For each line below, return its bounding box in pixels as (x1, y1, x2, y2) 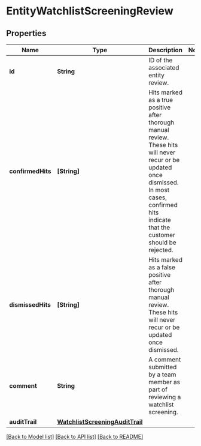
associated (148, 64, 179, 71)
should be (148, 238, 176, 247)
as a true (148, 96, 173, 104)
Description (148, 46, 182, 54)
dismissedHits (9, 301, 51, 309)
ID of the (148, 56, 173, 64)
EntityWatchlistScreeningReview (6, 4, 173, 18)
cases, (148, 193, 167, 202)
